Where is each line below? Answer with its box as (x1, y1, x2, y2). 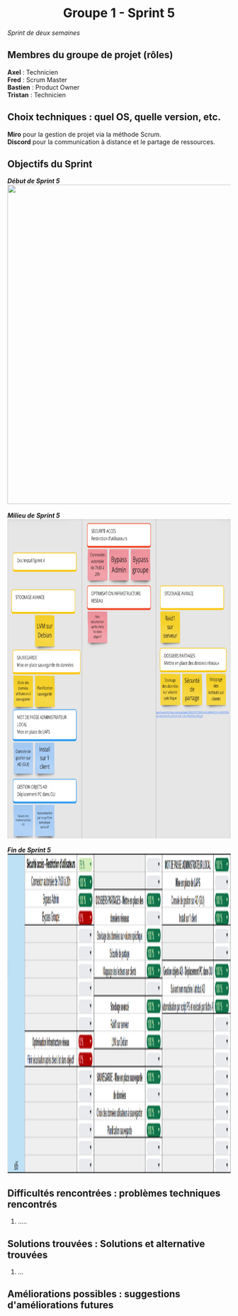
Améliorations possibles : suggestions (7, 1288, 181, 1300)
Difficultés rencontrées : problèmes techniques (7, 1187, 221, 1199)
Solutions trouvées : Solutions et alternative (7, 1237, 205, 1250)
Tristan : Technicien (7, 90, 66, 99)
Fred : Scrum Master (7, 75, 67, 84)
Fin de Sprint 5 (7, 846, 51, 855)
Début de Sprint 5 (7, 177, 60, 185)
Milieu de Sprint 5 (7, 511, 60, 520)
